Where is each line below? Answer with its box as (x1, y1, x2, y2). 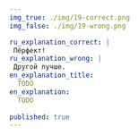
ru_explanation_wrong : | (9, 55, 102, 63)
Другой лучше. (13, 63, 66, 72)
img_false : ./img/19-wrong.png (9, 21, 126, 30)
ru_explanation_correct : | (9, 38, 110, 46)
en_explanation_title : (9, 71, 94, 80)
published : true (9, 113, 70, 122)
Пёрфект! (13, 46, 47, 55)
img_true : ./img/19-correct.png (9, 13, 130, 22)
